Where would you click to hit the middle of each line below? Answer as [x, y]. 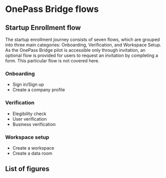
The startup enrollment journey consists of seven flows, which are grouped [82, 39]
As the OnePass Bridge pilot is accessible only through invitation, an [75, 50]
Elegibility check [29, 114]
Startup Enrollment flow [43, 28]
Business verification [34, 124]
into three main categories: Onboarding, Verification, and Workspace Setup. [83, 45]
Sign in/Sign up [28, 85]
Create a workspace [33, 148]
